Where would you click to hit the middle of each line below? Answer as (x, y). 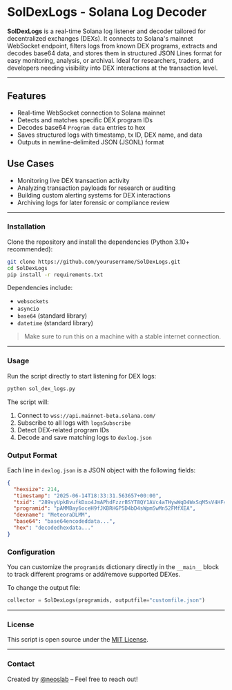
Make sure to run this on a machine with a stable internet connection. (123, 336)
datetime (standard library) (55, 323)
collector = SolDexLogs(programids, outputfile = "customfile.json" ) (106, 601)
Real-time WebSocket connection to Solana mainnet (91, 113)
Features (27, 96)
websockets (33, 302)
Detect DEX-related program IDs (63, 430)
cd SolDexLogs (28, 268)
